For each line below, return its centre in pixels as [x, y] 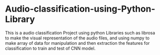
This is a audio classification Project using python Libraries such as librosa [80, 33]
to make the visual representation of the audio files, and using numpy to [77, 38]
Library [20, 19]
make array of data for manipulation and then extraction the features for [78, 43]
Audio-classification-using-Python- [80, 9]
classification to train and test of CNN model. [50, 48]
